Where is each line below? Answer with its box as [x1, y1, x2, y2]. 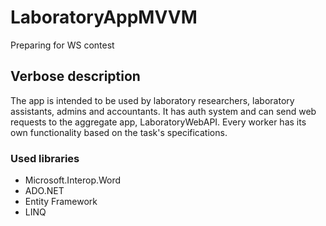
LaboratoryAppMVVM [10, 6, 198, 29]
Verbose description [10, 68, 141, 85]
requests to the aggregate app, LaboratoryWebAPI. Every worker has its [10, 116, 307, 128]
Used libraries [10, 151, 80, 165]
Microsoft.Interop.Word [24, 174, 122, 186]
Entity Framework [24, 196, 98, 208]
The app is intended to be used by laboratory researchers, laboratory [10, 94, 295, 106]
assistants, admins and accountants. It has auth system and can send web [10, 105, 317, 117]
